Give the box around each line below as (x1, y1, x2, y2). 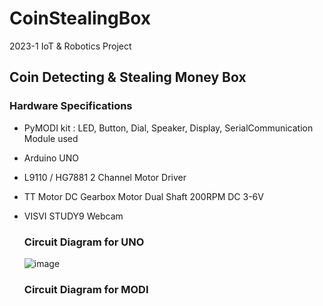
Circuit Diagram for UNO (23, 235, 145, 249)
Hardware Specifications (9, 99, 133, 113)
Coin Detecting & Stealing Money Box (9, 69, 247, 86)
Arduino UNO (23, 152, 80, 164)
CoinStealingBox (9, 7, 152, 30)
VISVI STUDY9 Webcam (23, 210, 124, 222)
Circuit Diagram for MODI (23, 282, 149, 296)
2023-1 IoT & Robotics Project (9, 40, 132, 52)
